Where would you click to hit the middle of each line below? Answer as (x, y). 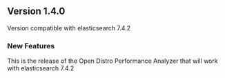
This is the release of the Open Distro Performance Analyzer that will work (113, 61)
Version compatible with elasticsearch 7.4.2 (69, 28)
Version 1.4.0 (36, 11)
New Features (31, 46)
